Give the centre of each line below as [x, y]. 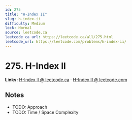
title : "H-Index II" [26, 14]
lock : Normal [18, 28]
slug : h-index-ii [23, 19]
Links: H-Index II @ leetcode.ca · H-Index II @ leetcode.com [66, 80]
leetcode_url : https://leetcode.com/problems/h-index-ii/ [66, 42]
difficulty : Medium [25, 23]
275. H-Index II [36, 66]
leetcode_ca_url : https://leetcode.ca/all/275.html [59, 37]
